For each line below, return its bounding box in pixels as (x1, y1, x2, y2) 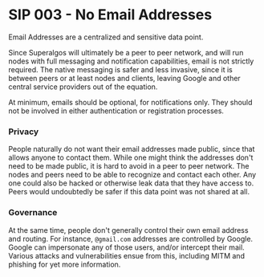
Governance (8, 207, 58, 218)
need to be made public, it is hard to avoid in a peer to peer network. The (8, 161, 250, 171)
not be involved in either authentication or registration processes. (8, 106, 225, 116)
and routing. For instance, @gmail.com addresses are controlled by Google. (8, 234, 254, 243)
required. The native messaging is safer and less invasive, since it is (8, 64, 233, 74)
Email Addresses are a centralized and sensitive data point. (8, 32, 204, 42)
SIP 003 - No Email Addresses (8, 6, 213, 24)
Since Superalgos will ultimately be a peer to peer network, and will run (8, 47, 244, 57)
